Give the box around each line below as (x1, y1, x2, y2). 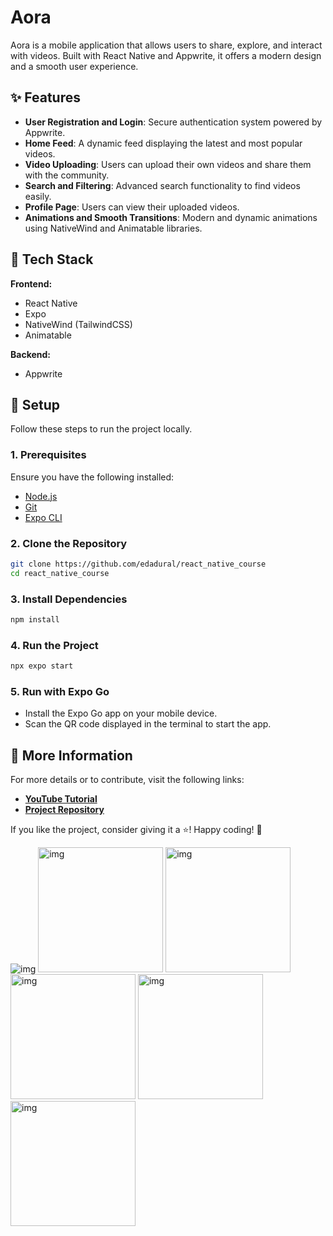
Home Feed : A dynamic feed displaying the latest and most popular (24, 137, 303, 149)
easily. (24, 190, 52, 202)
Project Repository (24, 804, 105, 816)
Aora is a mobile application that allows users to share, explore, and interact (10, 39, 323, 51)
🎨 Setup (10, 396, 61, 413)
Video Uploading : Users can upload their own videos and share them (24, 158, 312, 170)
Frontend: (10, 277, 53, 290)
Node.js (24, 490, 58, 502)
